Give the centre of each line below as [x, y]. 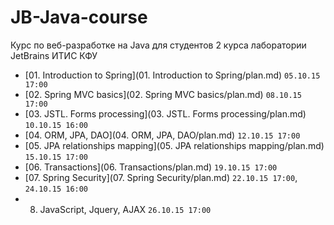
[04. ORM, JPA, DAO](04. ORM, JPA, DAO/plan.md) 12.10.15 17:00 [162, 135]
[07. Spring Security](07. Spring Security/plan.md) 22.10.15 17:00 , [161, 177]
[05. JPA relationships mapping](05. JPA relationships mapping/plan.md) [174, 145]
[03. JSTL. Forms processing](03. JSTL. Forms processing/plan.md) [165, 113]
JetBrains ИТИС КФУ [54, 55]
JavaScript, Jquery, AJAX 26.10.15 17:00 [125, 209]
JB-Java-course [79, 17]
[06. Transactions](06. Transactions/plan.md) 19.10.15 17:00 [151, 167]
